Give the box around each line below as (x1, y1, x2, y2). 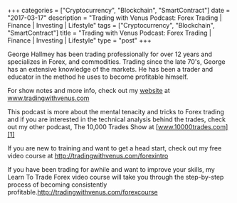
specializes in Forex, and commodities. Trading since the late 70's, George (7, 57, 226, 66)
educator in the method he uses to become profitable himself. (7, 72, 189, 81)
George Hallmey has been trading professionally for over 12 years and (7, 50, 212, 58)
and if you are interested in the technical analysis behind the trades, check (7, 115, 226, 124)
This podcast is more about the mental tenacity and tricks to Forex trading (7, 108, 224, 116)
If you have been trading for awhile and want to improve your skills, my (7, 165, 215, 173)
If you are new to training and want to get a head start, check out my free (7, 144, 222, 152)
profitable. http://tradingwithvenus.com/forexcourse (7, 188, 158, 196)
